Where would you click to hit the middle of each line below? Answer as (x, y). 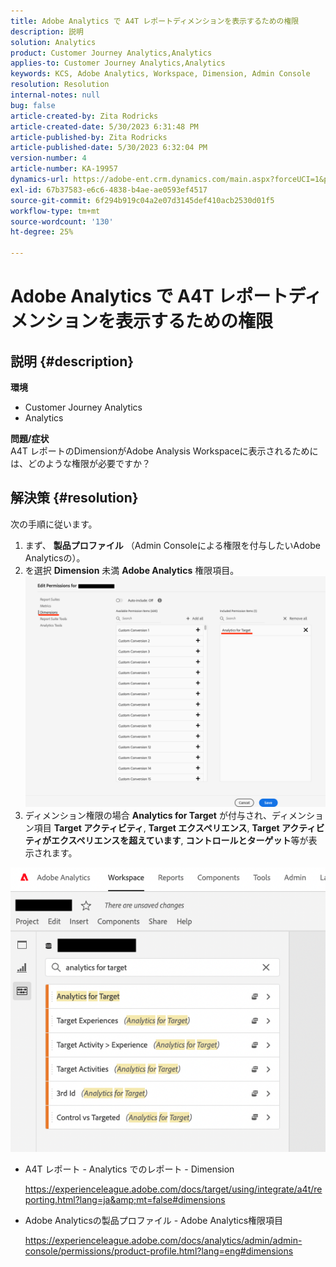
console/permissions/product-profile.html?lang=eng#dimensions (159, 1251)
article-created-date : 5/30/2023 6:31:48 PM (104, 126)
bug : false (33, 105)
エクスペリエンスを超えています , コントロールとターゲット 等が (179, 841)
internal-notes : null (55, 95)
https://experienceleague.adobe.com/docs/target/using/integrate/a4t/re (173, 1189)
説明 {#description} (72, 361)
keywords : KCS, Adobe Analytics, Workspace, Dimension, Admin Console (160, 74)
